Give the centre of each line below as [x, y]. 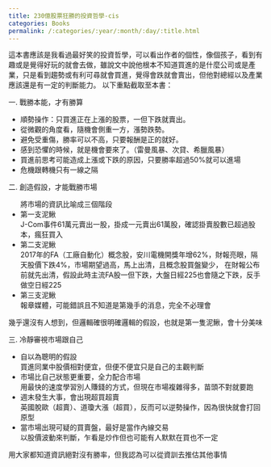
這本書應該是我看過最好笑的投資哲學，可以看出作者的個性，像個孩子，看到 [132, 55]
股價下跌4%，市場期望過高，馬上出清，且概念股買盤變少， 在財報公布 [144, 265]
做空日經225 [41, 285]
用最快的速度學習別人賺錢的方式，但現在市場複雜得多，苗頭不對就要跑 [137, 387]
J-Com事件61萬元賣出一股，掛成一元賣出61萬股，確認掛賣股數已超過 [134, 225]
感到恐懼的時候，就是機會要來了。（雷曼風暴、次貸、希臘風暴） [124, 149]
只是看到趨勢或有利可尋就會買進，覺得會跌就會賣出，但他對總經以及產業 [142, 75]
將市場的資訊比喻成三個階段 [66, 204]
